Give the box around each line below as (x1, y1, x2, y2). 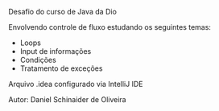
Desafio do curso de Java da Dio (8, 7, 117, 16)
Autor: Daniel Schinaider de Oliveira (8, 95, 126, 104)
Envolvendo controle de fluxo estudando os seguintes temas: (8, 23, 212, 31)
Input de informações (19, 47, 92, 55)
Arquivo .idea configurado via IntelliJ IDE (8, 80, 143, 88)
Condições (19, 55, 56, 64)
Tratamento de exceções (19, 64, 103, 73)
